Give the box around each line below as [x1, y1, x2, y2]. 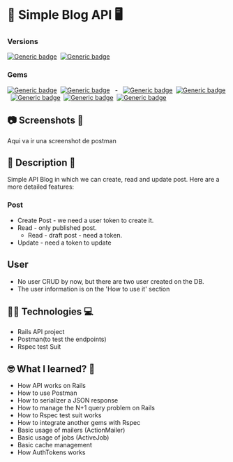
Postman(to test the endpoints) [17, 335, 107, 344]
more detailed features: [7, 182, 75, 191]
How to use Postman [17, 389, 77, 397]
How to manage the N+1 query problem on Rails [17, 404, 156, 412]
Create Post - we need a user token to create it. [17, 216, 154, 224]
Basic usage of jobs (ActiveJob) [17, 433, 110, 442]
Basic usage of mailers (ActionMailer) [17, 426, 126, 435]
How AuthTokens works [17, 448, 86, 456]
